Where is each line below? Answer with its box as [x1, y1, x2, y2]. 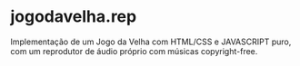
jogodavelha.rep [10, 6, 137, 27]
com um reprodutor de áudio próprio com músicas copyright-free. [10, 45, 258, 56]
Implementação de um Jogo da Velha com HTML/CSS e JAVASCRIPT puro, [10, 36, 292, 47]
